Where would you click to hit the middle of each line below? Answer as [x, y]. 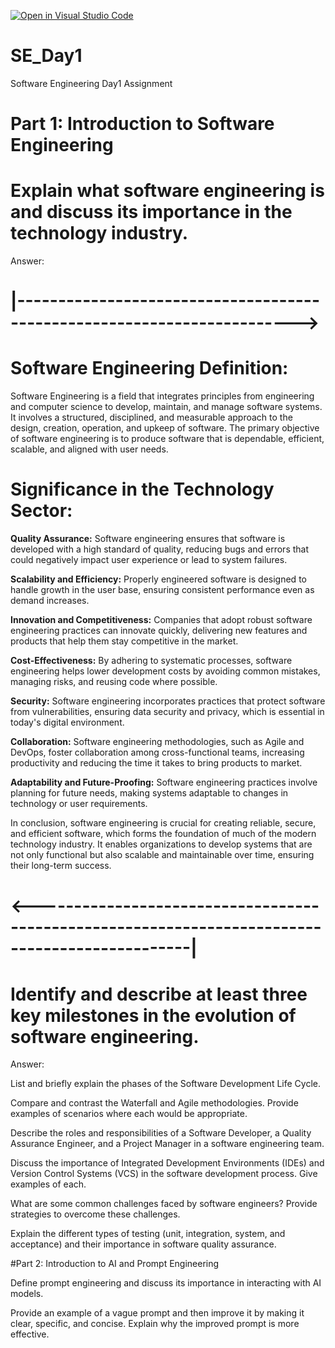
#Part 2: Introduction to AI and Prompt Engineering [115, 1264]
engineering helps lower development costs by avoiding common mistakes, [165, 671]
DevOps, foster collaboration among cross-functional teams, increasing [157, 752]
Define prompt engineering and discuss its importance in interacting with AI [166, 1283]
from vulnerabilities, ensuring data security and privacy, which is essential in [167, 712]
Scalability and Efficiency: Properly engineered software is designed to [158, 579]
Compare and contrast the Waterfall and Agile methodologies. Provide [154, 1103]
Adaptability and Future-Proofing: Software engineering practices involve [164, 782]
